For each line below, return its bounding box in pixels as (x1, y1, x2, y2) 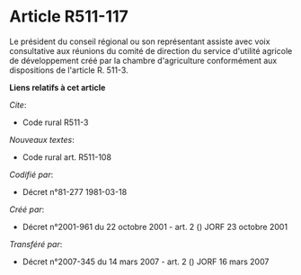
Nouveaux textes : (9, 134, 75, 145)
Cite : (9, 99, 27, 110)
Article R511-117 (9, 6, 128, 27)
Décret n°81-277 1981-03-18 (22, 186, 128, 197)
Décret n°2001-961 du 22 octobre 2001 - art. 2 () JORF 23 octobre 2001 (22, 221, 288, 232)
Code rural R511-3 (22, 117, 89, 128)
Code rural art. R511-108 (22, 151, 112, 163)
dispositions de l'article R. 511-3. (9, 65, 128, 75)
